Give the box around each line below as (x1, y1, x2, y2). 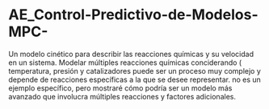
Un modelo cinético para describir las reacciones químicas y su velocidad (8, 49, 254, 59)
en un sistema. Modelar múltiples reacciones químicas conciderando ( (8, 58, 242, 67)
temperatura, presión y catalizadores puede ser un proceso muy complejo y (8, 66, 261, 75)
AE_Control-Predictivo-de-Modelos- (8, 6, 258, 24)
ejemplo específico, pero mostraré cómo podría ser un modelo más (8, 83, 233, 93)
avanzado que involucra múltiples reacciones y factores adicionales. (8, 91, 237, 101)
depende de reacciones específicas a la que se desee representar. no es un (8, 75, 261, 84)
